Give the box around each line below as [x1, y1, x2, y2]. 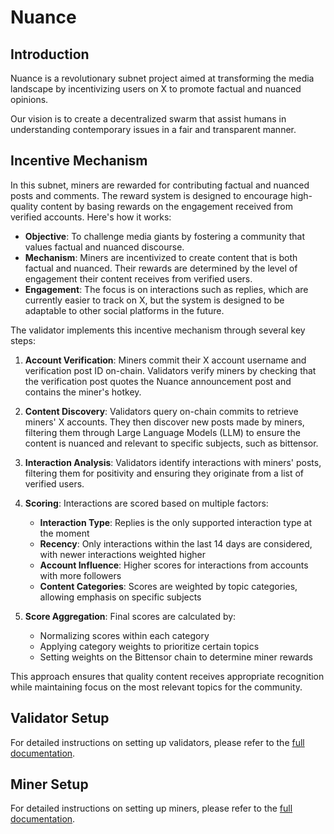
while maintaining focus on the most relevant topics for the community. [10, 681, 303, 693]
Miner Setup [10, 776, 89, 793]
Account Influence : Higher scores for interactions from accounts [39, 559, 309, 571]
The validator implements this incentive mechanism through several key [10, 324, 306, 336]
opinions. [10, 94, 49, 105]
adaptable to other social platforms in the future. [24, 304, 225, 316]
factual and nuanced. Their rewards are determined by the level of [24, 262, 298, 274]
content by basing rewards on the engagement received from [40, 200, 293, 212]
